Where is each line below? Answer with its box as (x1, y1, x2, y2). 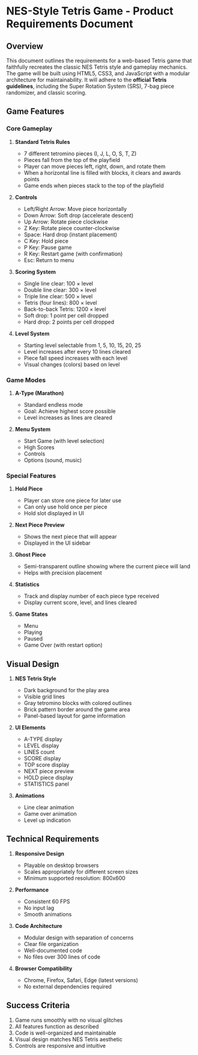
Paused (23, 635, 43, 642)
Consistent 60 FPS (23, 898, 70, 905)
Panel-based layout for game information (23, 712, 126, 719)
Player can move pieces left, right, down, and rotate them (23, 163, 166, 170)
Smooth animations (23, 910, 72, 918)
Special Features (6, 471, 56, 480)
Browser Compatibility (14, 965, 73, 972)
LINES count (23, 748, 55, 756)
